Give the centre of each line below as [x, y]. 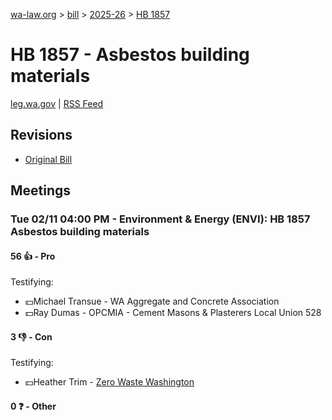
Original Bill [48, 159]
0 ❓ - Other [33, 406]
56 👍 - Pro [33, 256]
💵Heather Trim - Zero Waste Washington [109, 382]
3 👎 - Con [31, 336]
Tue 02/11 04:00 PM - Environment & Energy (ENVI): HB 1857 [160, 219]
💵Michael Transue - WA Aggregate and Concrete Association [152, 301]
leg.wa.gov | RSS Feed [57, 103]
